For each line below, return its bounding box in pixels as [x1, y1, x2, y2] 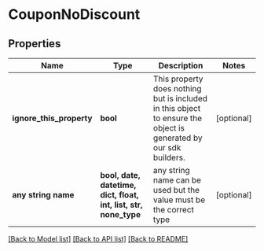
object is [152, 123, 185, 133]
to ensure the [152, 113, 203, 124]
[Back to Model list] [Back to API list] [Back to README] [8, 234, 189, 243]
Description [158, 61, 203, 71]
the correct [152, 205, 195, 215]
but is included [152, 93, 208, 104]
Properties [8, 37, 61, 50]
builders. [152, 152, 186, 163]
